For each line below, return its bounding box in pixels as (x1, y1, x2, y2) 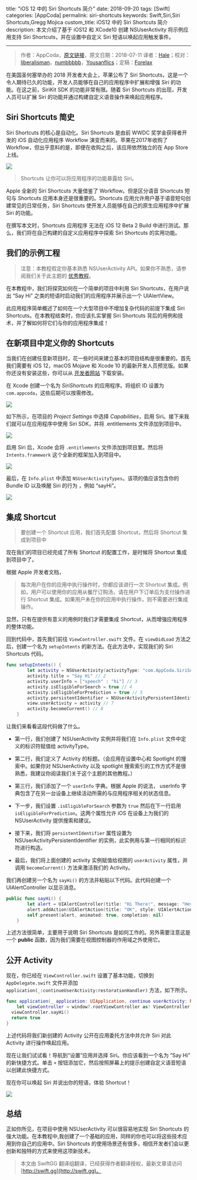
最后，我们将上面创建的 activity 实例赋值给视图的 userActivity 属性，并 (14, 857, 188, 864)
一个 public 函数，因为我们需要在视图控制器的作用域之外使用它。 (6, 936, 164, 943)
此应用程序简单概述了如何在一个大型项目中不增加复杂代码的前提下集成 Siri (6, 304, 185, 311)
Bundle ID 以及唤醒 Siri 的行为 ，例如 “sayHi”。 (6, 482, 119, 489)
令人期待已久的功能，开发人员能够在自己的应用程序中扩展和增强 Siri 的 (6, 79, 176, 85)
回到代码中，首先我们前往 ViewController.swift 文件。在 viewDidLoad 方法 (6, 635, 186, 643)
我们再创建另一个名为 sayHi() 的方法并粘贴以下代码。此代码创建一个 (6, 877, 171, 883)
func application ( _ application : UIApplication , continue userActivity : (6, 999, 188, 1005)
